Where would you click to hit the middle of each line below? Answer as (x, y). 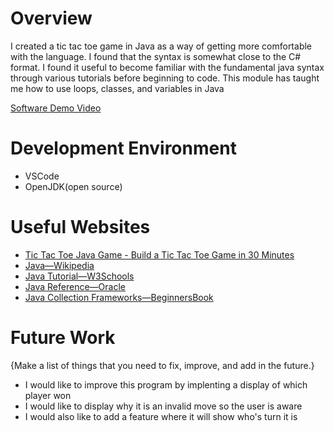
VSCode (42, 176)
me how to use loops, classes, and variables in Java (117, 88)
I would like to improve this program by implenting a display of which (166, 384)
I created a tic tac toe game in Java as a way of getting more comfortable (161, 46)
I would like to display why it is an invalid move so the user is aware (163, 406)
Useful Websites (80, 227)
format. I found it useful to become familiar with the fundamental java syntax (167, 67)
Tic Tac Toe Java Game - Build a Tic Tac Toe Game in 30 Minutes (159, 254)
